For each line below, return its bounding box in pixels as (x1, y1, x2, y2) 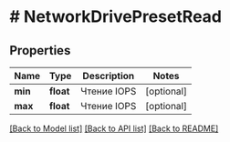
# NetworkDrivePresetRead (9, 6, 222, 27)
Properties (9, 43, 71, 58)
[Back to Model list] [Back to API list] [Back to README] (9, 123, 219, 134)
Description (82, 70, 135, 82)
